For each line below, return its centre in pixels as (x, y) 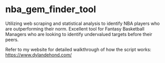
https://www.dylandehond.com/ (39, 55)
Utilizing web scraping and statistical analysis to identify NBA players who (82, 23)
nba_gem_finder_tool (51, 9)
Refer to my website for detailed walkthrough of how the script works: (78, 49)
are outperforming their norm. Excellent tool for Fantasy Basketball (75, 28)
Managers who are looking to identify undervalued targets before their (79, 34)
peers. (12, 40)
